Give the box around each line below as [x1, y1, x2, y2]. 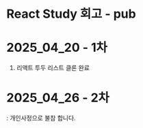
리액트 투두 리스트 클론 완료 [16, 64, 90, 72]
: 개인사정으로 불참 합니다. [6, 114, 76, 123]
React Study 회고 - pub [6, 6, 136, 22]
